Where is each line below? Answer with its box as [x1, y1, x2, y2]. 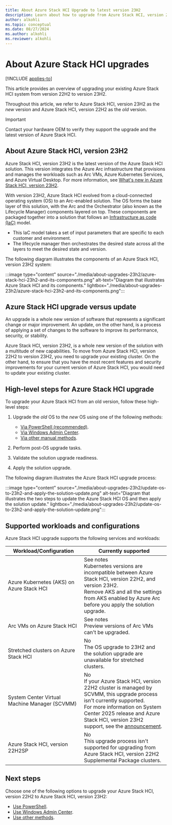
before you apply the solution [83, 601, 155, 608]
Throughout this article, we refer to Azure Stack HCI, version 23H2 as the [5, 101, 160, 107]
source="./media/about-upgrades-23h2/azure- [57, 271, 157, 277]
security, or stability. [5, 332, 49, 339]
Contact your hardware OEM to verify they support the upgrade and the [5, 126, 157, 132]
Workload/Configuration [13, 548, 74, 555]
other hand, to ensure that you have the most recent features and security [5, 359, 161, 365]
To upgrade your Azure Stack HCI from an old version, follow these [5, 398, 147, 405]
